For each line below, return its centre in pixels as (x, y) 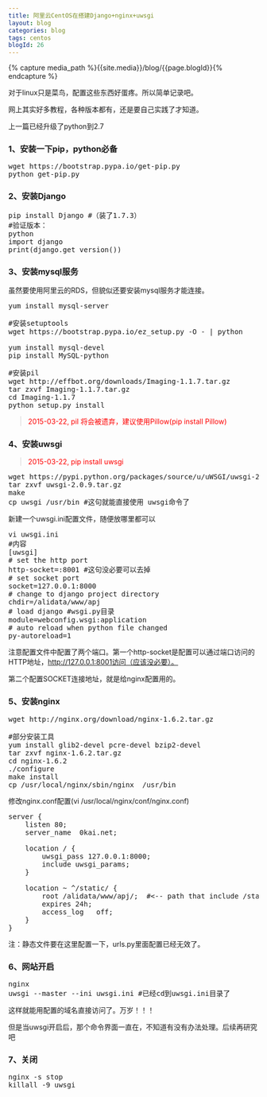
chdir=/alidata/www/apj (54, 602)
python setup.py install (56, 405)
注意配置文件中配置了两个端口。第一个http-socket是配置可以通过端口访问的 (132, 652)
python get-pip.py (44, 174)
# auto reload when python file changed (88, 628)
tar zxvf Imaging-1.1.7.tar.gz (69, 390)
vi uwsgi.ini (34, 535)
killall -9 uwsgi (42, 1085)
